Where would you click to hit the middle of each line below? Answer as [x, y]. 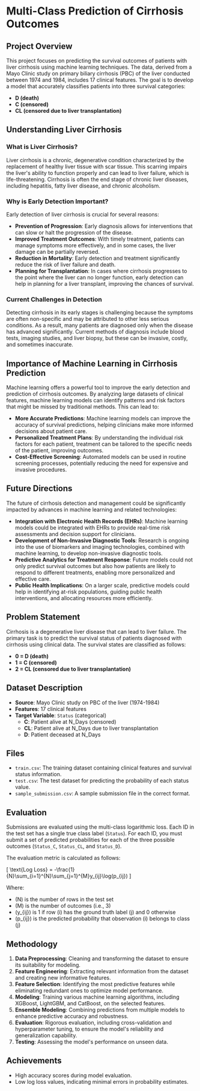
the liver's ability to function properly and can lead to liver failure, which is [98, 172]
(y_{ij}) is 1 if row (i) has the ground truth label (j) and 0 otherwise [95, 912]
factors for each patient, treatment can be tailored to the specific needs [103, 444]
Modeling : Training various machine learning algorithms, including [97, 997]
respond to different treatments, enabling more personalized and [95, 572]
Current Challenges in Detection [54, 299]
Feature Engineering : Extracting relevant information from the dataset [102, 971]
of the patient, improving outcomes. [59, 451]
